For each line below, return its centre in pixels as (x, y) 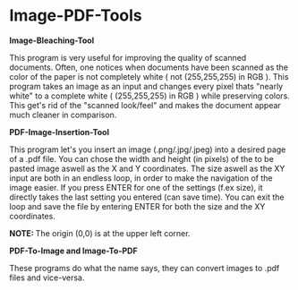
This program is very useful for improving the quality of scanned (128, 57)
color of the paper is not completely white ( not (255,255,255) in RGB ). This (149, 76)
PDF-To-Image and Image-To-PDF (73, 251)
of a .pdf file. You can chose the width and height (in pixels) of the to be (142, 158)
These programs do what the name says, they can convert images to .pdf (145, 268)
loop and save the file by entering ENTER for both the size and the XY (137, 206)
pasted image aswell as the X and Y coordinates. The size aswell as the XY (147, 168)
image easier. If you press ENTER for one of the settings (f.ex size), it (136, 187)
